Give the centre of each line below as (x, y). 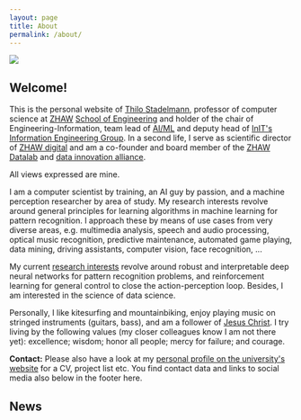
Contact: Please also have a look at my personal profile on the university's (147, 359)
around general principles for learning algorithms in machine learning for (144, 211)
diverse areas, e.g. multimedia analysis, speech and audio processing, (139, 230)
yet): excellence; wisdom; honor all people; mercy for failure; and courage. (147, 342)
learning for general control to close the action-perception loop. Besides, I (146, 286)
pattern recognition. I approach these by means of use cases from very (141, 220)
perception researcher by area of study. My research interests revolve (139, 201)
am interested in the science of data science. (93, 295)
